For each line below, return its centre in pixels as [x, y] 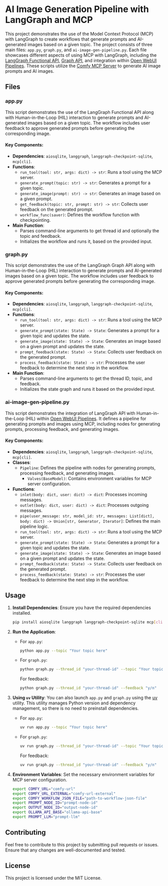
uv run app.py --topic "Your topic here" [63, 727]
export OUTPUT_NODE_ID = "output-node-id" [55, 808]
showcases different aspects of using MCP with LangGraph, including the [81, 55]
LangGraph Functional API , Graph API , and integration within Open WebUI [81, 60]
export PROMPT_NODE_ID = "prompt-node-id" [55, 803]
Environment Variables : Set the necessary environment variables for [83, 774]
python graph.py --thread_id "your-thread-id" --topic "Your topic [91, 669]
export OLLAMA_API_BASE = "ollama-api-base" [57, 812]
